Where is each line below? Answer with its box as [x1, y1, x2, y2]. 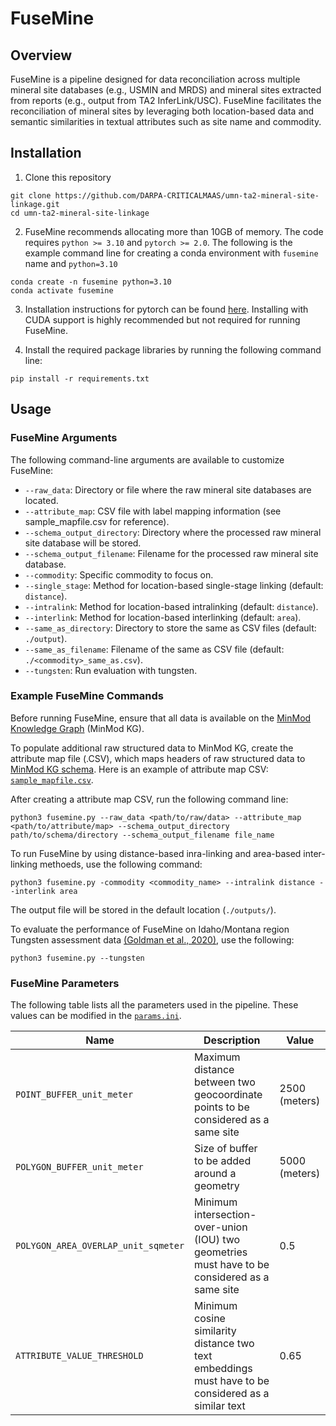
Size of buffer [194, 1142, 258, 1156]
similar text [194, 1399, 246, 1413]
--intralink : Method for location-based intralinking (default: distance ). [24, 600, 319, 612]
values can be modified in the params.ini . [10, 1010, 182, 1022]
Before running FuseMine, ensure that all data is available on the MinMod [10, 712, 312, 724]
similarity [194, 1324, 237, 1338]
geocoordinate [194, 1088, 263, 1102]
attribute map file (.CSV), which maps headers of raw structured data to [10, 752, 306, 764]
